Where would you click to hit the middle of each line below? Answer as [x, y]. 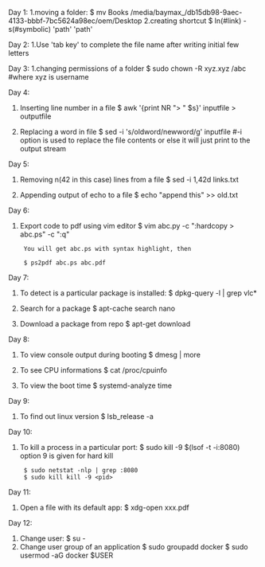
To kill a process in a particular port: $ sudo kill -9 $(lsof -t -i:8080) [130, 447]
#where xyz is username [49, 77]
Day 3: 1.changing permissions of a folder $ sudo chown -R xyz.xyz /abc [127, 68]
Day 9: [19, 401]
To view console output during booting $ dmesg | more [110, 355]
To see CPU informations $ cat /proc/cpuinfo [93, 370]
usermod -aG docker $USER [66, 555]
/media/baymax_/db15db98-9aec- [186, 12]
